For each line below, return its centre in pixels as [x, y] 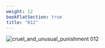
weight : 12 [20, 11]
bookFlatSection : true [34, 17]
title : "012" [22, 22]
